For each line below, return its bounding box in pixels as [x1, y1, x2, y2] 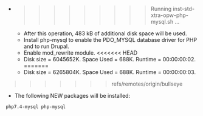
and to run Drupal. [23, 43, 69, 50]
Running [150, 5, 172, 12]
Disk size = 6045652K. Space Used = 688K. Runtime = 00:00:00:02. [23, 56, 196, 63]
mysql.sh [150, 18, 174, 25]
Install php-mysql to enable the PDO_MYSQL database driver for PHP [23, 36, 198, 43]
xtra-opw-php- [150, 12, 189, 19]
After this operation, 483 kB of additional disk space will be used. [23, 30, 187, 37]
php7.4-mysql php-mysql [5, 104, 66, 110]
